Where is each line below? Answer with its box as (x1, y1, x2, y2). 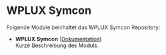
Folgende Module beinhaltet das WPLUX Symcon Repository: (6, 24, 161, 31)
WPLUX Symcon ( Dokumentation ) (15, 35, 102, 42)
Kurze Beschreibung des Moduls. (15, 42, 99, 49)
